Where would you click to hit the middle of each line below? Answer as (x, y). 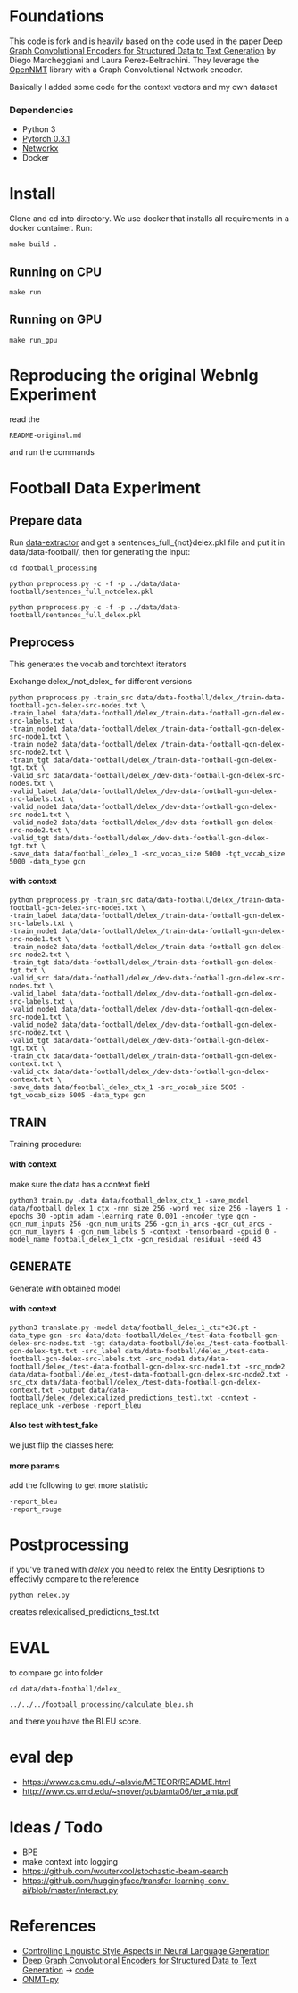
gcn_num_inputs (37, 1224)
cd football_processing (54, 568)
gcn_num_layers (37, 1232)
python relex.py (39, 1596)
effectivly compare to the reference (74, 1579)
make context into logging (70, 1861)
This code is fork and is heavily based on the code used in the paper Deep (146, 41)
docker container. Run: (51, 228)
